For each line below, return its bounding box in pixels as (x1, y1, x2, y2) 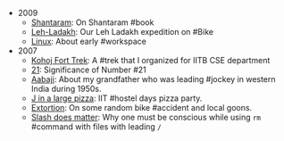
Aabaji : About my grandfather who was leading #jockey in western (30, 74, 276, 84)
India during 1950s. (30, 84, 102, 94)
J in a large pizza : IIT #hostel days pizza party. (30, 93, 203, 104)
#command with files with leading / (30, 121, 163, 132)
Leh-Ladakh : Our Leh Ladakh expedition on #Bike (30, 27, 214, 37)
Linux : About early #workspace (30, 36, 147, 46)
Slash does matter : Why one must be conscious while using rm (30, 112, 262, 122)
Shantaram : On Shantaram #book (30, 17, 155, 28)
